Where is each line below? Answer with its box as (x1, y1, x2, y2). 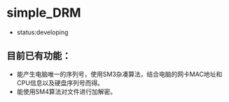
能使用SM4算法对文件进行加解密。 (16, 87, 117, 96)
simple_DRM (6, 5, 81, 21)
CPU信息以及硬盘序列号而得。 (16, 78, 104, 87)
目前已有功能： (6, 50, 71, 62)
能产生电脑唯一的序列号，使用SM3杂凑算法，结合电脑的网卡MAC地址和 (16, 70, 223, 78)
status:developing (16, 28, 69, 36)
